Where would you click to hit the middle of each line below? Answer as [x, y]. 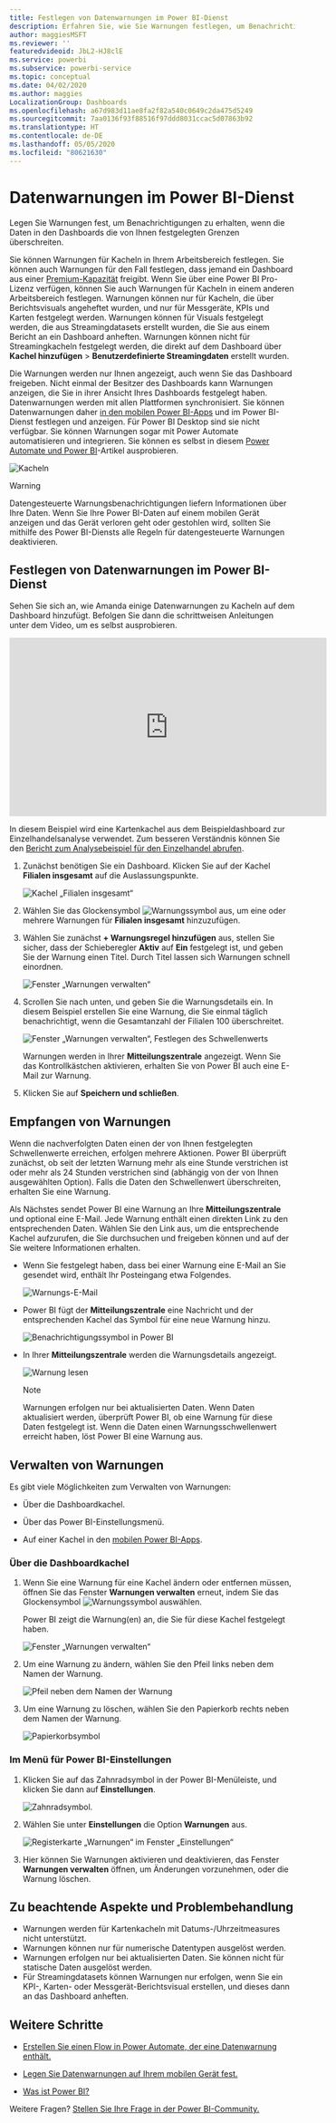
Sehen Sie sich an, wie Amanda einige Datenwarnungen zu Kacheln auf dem [152, 606]
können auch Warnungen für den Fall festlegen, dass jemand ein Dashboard [151, 269]
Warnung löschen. [57, 1878]
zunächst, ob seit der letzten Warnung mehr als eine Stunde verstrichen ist [149, 1163]
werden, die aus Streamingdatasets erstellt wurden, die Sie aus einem [139, 326]
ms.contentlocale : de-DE [56, 136]
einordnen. [43, 967]
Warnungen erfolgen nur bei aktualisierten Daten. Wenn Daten [139, 1408]
